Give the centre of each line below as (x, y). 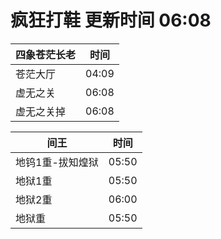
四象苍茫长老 (46, 54)
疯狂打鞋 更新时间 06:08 (111, 20)
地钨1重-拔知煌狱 (57, 162)
